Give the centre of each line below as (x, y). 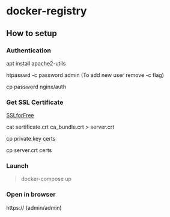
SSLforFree (20, 115)
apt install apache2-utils (36, 63)
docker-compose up (46, 179)
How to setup (32, 33)
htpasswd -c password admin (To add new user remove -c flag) (85, 75)
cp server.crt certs (29, 150)
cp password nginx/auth (36, 87)
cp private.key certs (31, 139)
